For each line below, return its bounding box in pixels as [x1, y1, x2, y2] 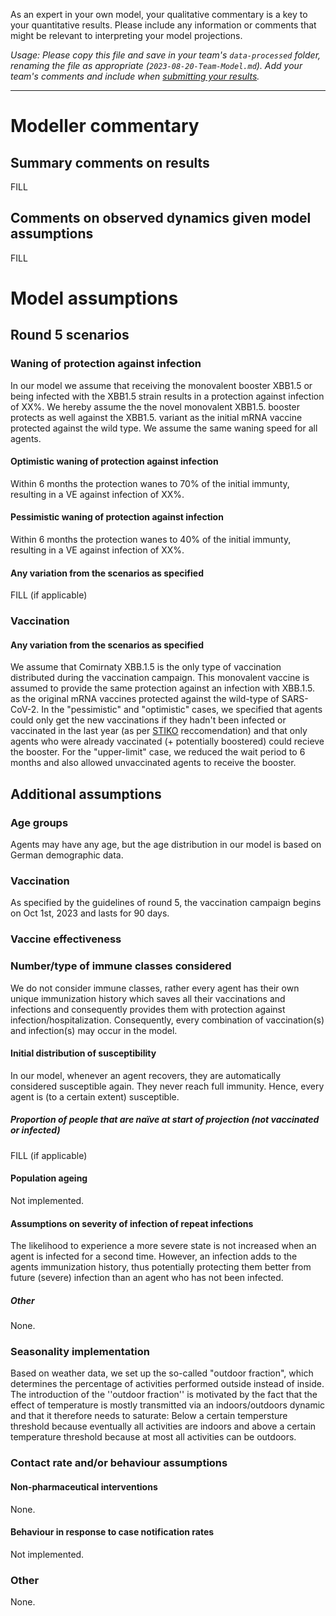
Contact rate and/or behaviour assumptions [10, 1456, 228, 1470]
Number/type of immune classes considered [10, 959, 232, 973]
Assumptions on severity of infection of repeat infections [10, 1217, 254, 1229]
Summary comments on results [10, 154, 210, 171]
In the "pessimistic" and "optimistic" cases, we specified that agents [41, 704, 323, 716]
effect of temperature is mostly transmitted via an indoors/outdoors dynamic [10, 1399, 326, 1411]
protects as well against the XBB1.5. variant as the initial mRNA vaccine [10, 411, 303, 423]
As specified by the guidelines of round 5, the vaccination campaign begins [10, 897, 322, 909]
